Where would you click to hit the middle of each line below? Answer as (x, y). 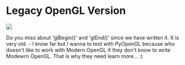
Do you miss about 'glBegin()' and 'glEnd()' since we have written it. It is (92, 37)
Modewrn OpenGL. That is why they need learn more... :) (74, 56)
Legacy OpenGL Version (66, 11)
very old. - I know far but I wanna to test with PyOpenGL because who (90, 44)
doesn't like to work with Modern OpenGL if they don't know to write (88, 50)
